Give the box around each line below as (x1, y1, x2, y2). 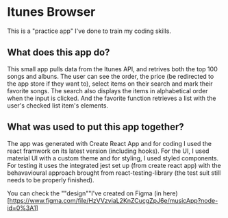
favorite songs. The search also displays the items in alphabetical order (7, 86, 208, 95)
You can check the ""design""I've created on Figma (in (7, 189, 162, 197)
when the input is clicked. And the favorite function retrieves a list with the (7, 94, 217, 102)
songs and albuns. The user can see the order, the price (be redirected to (7, 72, 214, 80)
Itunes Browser (7, 4, 96, 20)
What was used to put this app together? (7, 121, 184, 133)
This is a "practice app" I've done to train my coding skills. (7, 27, 171, 35)
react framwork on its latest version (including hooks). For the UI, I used (7, 147, 210, 155)
